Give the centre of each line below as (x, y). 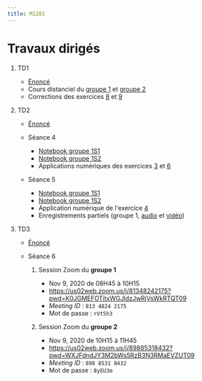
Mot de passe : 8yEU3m (81, 370)
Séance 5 (42, 179)
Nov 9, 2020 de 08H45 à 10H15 (94, 283)
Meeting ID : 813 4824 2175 (88, 305)
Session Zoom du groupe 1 (77, 269)
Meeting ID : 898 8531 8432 (88, 363)
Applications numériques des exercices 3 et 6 (105, 166)
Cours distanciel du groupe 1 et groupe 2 (87, 89)
